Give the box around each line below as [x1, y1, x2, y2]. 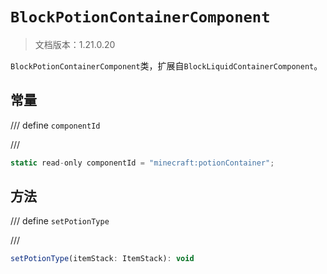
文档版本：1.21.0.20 [34, 38, 116, 50]
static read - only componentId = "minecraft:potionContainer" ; [10, 158, 275, 168]
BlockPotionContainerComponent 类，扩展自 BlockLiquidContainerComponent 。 [10, 59, 323, 72]
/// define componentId [10, 119, 101, 131]
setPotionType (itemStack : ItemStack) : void [10, 254, 195, 264]
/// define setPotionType [10, 215, 110, 227]
